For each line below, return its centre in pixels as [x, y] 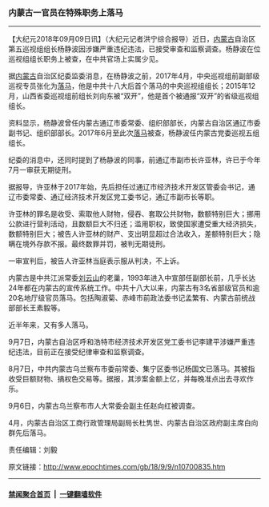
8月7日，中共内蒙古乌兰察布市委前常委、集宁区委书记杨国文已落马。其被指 [132, 369]
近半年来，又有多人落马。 [50, 325]
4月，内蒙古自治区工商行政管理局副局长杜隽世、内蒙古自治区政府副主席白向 [133, 423]
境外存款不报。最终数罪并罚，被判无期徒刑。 [96, 244]
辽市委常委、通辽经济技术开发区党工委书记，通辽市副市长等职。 [113, 197]
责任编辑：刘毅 [33, 450]
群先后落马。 [29, 433]
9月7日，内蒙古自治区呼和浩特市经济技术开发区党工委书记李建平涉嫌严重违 [132, 342]
